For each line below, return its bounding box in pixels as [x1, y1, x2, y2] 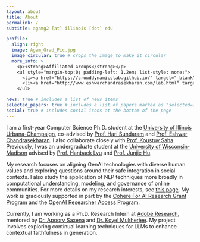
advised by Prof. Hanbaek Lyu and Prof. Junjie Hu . [29, 149, 152, 156]
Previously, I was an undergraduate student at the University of [6, 143, 161, 150]
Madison [6, 149, 28, 156]
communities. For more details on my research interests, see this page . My [6, 186, 189, 193]
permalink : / [6, 20, 39, 26]
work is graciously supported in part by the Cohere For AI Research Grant [6, 192, 186, 199]
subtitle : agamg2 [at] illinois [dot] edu [6, 25, 113, 32]
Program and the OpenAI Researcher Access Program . [6, 199, 140, 206]
